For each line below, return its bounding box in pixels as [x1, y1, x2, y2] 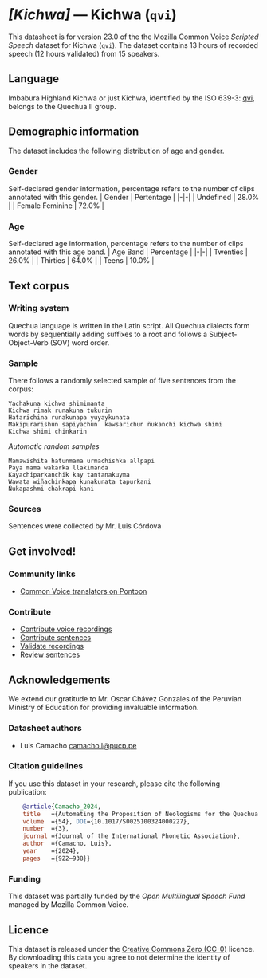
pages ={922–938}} [22, 854, 91, 862]
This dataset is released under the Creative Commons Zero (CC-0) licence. [8, 944, 255, 953]
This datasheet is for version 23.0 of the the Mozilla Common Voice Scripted [8, 32, 259, 41]
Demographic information [8, 125, 139, 139]
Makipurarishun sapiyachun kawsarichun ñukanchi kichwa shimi [8, 421, 223, 429]
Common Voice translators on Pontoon [19, 587, 147, 596]
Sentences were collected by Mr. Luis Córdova [8, 521, 162, 531]
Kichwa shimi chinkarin [8, 428, 88, 436]
